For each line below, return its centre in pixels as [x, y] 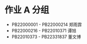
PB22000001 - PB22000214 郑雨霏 [47, 24]
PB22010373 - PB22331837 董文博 [46, 37]
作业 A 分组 [27, 10]
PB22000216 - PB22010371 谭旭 [44, 30]
